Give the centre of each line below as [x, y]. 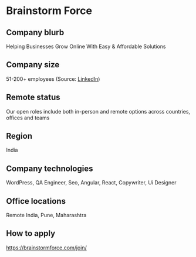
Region [19, 136]
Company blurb [35, 32]
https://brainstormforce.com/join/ [46, 248]
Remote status [33, 97]
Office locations [36, 201]
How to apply [31, 233]
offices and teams [28, 118]
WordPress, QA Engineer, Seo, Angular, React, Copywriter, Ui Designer [91, 183]
